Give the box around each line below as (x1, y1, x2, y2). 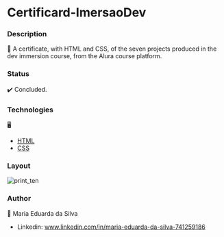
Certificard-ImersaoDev (7, 5, 147, 21)
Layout (7, 161, 31, 171)
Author (7, 194, 32, 203)
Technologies (7, 105, 53, 114)
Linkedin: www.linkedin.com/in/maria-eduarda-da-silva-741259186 (16, 223, 206, 231)
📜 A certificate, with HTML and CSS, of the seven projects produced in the (7, 45, 217, 53)
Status (7, 69, 29, 79)
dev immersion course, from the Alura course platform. (7, 52, 162, 60)
